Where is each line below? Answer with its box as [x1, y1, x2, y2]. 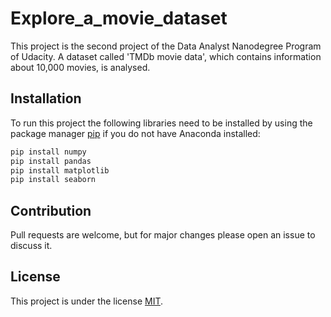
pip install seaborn [10, 175, 97, 185]
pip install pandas [10, 156, 92, 166]
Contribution [10, 202, 92, 219]
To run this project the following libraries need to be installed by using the [10, 117, 313, 129]
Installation [10, 90, 82, 107]
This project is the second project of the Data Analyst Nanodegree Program [10, 40, 322, 52]
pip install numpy [10, 147, 87, 157]
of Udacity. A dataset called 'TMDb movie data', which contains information [10, 50, 322, 62]
